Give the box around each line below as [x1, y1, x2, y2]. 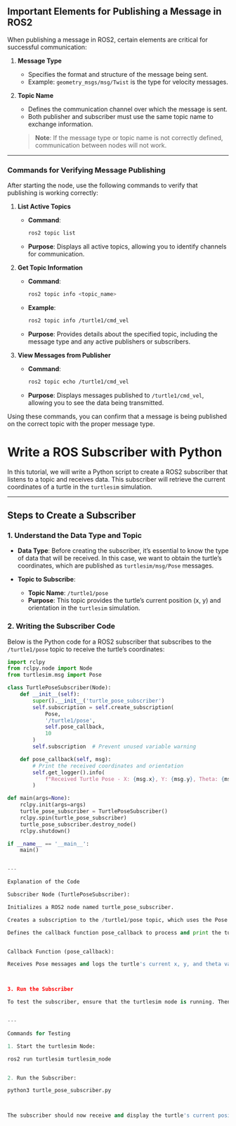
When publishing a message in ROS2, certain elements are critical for [7, 35, 209, 44]
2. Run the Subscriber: [7, 1074, 77, 1082]
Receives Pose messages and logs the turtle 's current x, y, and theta [7, 961, 221, 968]
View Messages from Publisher [17, 351, 111, 359]
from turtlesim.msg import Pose [7, 672, 102, 679]
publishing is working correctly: [7, 189, 98, 197]
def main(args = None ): [7, 795, 71, 802]
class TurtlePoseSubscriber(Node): [7, 684, 112, 692]
